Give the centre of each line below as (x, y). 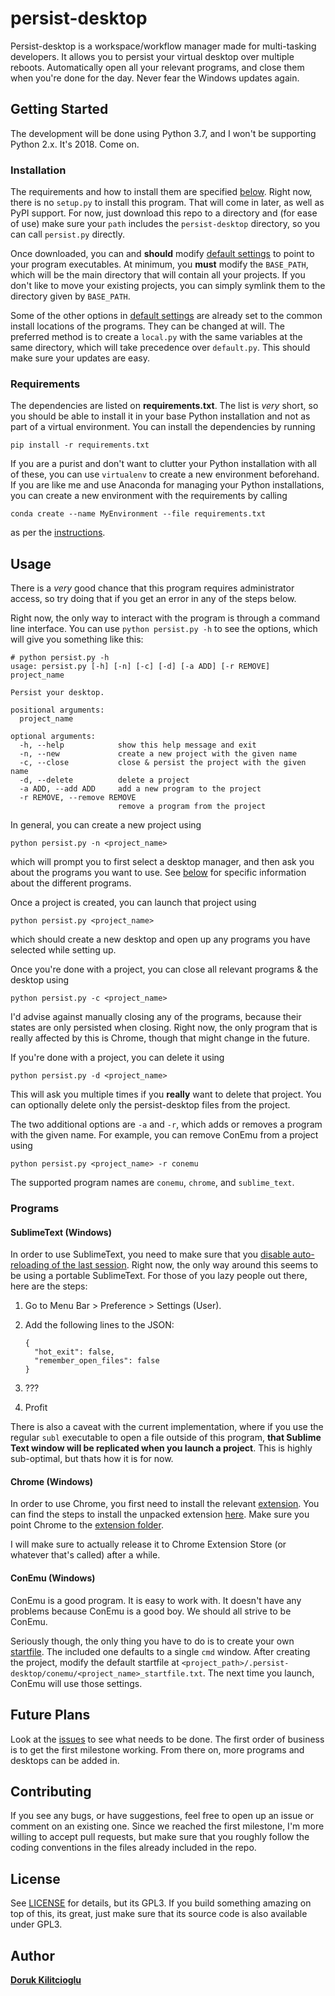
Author (32, 1955)
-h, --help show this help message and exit (138, 745)
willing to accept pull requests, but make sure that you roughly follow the (160, 1837)
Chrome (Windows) (52, 1481)
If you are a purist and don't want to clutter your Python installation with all (163, 464)
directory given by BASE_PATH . (70, 296)
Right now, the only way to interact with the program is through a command (165, 618)
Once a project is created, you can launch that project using (133, 903)
